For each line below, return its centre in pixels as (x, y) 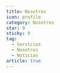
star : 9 (16, 28)
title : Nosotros (26, 11)
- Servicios (26, 45)
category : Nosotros (30, 22)
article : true (24, 61)
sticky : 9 (18, 34)
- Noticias (25, 55)
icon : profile (24, 17)
